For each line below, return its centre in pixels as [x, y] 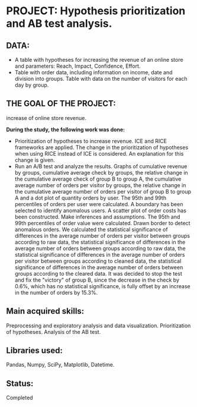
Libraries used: [35, 351]
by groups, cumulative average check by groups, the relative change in [101, 172]
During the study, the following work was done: [66, 130]
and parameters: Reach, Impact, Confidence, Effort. [77, 66]
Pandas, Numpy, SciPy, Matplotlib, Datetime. [60, 365]
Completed [20, 398]
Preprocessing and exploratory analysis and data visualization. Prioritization [98, 326]
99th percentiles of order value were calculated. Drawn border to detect [102, 223]
